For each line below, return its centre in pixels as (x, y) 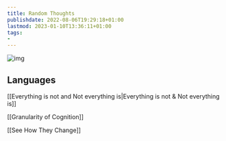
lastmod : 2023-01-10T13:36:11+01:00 (59, 26)
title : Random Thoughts (41, 13)
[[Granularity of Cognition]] (46, 116)
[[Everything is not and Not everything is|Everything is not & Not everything (114, 96)
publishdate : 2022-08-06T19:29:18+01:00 (66, 20)
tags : (15, 33)
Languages (32, 80)
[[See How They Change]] (44, 130)
